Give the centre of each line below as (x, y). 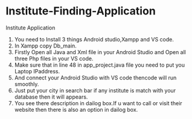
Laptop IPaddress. (37, 71)
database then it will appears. (51, 97)
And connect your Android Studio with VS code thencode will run (95, 78)
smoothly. (27, 84)
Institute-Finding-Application (81, 11)
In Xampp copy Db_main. (45, 46)
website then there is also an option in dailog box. (76, 109)
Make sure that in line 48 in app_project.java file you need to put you (100, 65)
